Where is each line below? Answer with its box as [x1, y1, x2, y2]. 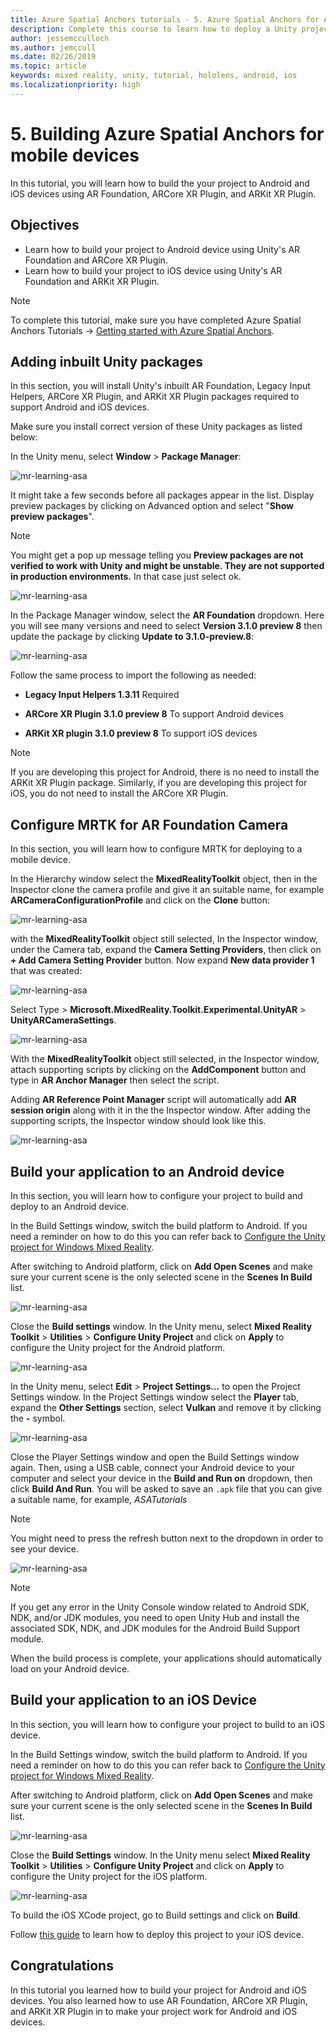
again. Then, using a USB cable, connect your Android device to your [10, 1461, 295, 1473]
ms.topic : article [10, 61, 87, 71]
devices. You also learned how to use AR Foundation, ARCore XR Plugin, [10, 1994, 308, 2006]
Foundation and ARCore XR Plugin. [24, 254, 168, 266]
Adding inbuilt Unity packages [10, 353, 203, 370]
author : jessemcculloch [10, 33, 110, 43]
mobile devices [10, 144, 140, 166]
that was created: [10, 965, 83, 977]
